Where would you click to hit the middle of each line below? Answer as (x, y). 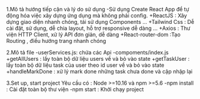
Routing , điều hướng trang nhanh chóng (56, 41)
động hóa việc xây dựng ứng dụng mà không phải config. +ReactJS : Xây (97, 16)
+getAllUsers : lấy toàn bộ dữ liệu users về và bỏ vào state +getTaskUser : (98, 59)
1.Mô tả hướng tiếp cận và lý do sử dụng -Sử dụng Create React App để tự (98, 9)
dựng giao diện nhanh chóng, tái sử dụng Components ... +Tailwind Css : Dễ (100, 22)
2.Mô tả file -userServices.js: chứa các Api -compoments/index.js (88, 52)
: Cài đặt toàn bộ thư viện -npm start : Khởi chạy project (75, 89)
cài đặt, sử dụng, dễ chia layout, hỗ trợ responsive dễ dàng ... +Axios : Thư (98, 28)
